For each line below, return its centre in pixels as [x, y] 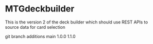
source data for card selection [35, 27]
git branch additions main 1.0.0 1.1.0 [40, 36]
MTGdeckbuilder [40, 9]
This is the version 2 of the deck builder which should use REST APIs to [76, 22]
